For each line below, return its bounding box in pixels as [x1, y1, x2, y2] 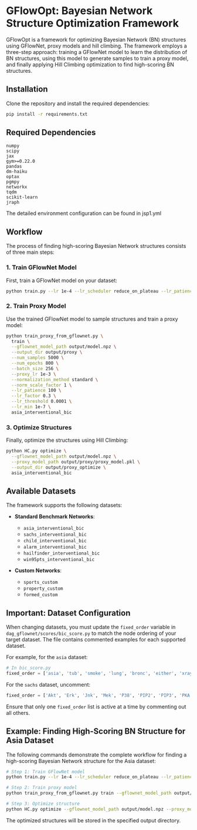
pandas [6, 163, 22, 170]
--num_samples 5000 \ [11, 355, 64, 361]
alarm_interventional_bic [23, 545, 87, 550]
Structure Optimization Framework [6, 16, 179, 30]
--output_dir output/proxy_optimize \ [11, 464, 107, 471]
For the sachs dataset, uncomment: [6, 681, 91, 688]
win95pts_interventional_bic [23, 557, 95, 563]
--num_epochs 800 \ [11, 360, 59, 367]
